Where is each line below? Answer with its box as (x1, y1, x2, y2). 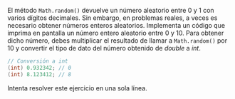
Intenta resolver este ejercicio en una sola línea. (7, 83, 147, 92)
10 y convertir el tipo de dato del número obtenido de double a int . (7, 44, 201, 52)
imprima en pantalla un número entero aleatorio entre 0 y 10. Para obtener (7, 28, 224, 37)
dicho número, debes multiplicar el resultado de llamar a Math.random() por (7, 36, 228, 45)
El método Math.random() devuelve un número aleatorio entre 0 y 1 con (7, 6, 215, 14)
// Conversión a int (7, 58, 69, 65)
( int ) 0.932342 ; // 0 (7, 64, 72, 71)
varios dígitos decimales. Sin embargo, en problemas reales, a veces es (7, 14, 218, 22)
